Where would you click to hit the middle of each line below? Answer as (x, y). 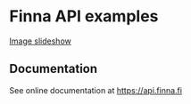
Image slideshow (40, 41)
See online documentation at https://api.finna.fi (96, 90)
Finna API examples (84, 16)
